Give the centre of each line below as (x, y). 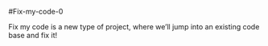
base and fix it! (33, 35)
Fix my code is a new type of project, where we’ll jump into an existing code (134, 27)
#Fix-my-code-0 (36, 11)
